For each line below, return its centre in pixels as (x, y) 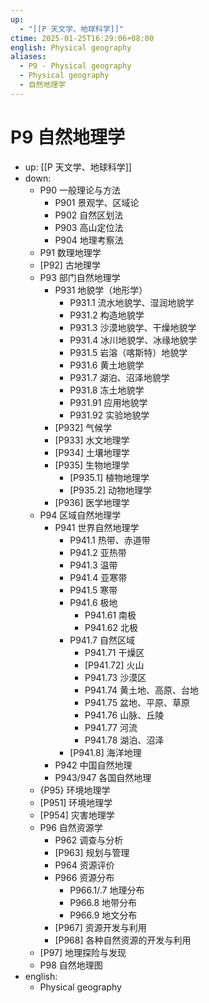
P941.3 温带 (93, 565)
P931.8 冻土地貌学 (107, 390)
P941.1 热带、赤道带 (110, 540)
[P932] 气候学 (83, 427)
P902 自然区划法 (89, 215)
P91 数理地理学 (70, 252)
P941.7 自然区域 (102, 640)
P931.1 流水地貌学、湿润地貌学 (132, 302)
